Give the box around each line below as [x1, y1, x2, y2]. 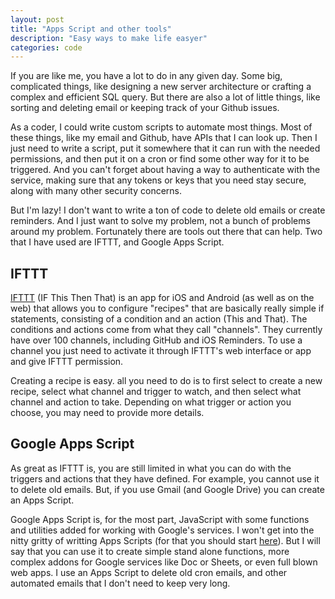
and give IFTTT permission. [10, 356, 124, 368]
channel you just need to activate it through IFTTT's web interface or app [10, 345, 312, 357]
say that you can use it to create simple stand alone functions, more [10, 545, 290, 557]
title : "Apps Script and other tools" [10, 24, 172, 34]
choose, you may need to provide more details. [10, 407, 205, 419]
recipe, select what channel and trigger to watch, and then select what [10, 386, 302, 398]
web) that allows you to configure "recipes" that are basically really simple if [10, 302, 325, 315]
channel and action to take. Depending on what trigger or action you [10, 396, 292, 408]
